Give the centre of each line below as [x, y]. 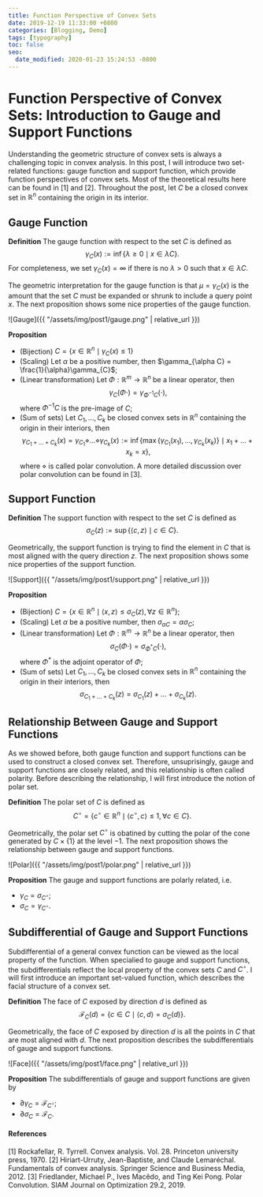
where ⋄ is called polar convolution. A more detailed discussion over [130, 466]
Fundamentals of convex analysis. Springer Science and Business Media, [127, 1168]
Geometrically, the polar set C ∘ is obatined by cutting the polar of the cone [129, 832]
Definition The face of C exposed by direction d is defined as [107, 1002]
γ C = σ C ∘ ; [35, 897]
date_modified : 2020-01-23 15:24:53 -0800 [86, 60]
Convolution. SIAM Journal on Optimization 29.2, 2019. [97, 1184]
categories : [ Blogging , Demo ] [58, 30]
